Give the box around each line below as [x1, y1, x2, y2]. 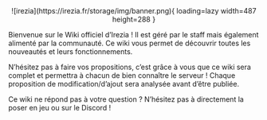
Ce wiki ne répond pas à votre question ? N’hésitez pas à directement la [8, 95, 245, 104]
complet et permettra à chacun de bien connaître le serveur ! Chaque [8, 71, 236, 80]
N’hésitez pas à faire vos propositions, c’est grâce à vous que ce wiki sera [8, 62, 251, 72]
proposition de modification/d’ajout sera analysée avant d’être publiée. [8, 79, 240, 88]
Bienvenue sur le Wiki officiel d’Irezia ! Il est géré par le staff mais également [8, 30, 259, 39]
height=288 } [112, 14, 156, 24]
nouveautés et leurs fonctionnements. [8, 47, 133, 56]
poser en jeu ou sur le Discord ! [8, 103, 112, 112]
